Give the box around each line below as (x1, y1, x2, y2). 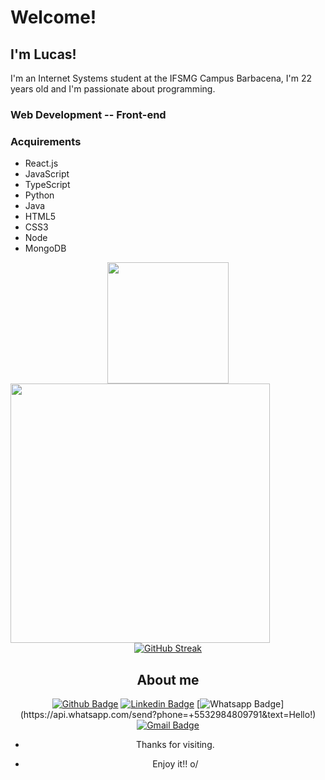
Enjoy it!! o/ (152, 758, 199, 770)
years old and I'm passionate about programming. (10, 83, 216, 95)
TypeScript (24, 179, 71, 191)
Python (24, 189, 55, 201)
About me (136, 671, 200, 688)
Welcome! (10, 6, 97, 29)
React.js (24, 157, 59, 170)
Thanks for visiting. (136, 739, 215, 751)
